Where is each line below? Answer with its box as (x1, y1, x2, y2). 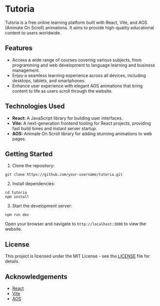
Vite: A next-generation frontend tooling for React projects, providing (12, 120, 151, 126)
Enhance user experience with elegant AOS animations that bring (12, 83, 143, 89)
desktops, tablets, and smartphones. (12, 77, 86, 83)
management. (12, 67, 40, 73)
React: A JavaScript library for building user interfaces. (12, 115, 123, 121)
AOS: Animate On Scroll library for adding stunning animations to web (12, 131, 152, 136)
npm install (5, 194, 29, 199)
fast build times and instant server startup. (12, 125, 97, 131)
